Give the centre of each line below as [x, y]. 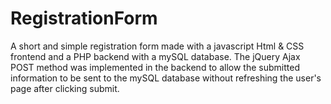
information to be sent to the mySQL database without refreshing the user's [166, 78]
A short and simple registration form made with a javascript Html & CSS [157, 46]
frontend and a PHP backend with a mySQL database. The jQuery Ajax [155, 56]
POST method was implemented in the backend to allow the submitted [155, 67]
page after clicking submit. [65, 88]
